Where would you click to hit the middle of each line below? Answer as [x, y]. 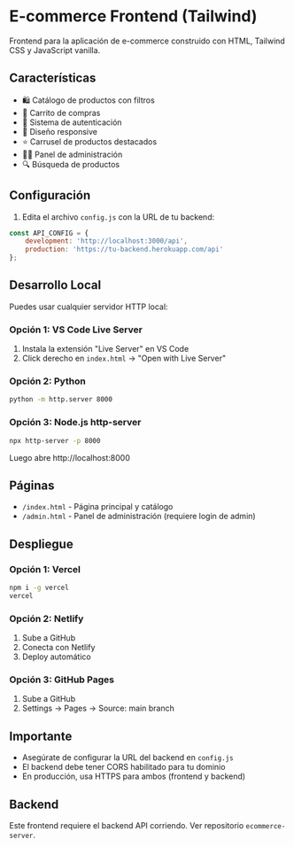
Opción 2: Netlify [46, 618]
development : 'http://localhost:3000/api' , [107, 241]
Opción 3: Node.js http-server [75, 423]
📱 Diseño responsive [59, 131]
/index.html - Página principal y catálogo [97, 507]
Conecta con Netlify [58, 648]
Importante [41, 736]
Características [53, 78]
